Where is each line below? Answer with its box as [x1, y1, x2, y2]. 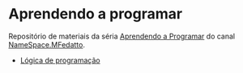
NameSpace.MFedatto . [8, 39, 85, 49]
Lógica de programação [19, 55, 100, 65]
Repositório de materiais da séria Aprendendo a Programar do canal [8, 31, 236, 41]
